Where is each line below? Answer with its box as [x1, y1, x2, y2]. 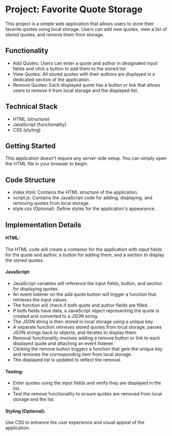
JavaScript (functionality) [12, 121, 67, 127]
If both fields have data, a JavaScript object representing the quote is [12, 307, 160, 314]
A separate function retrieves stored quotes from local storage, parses [12, 324, 162, 330]
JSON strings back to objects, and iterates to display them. [12, 329, 138, 335]
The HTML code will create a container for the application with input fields [5, 246, 163, 252]
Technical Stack [5, 102, 58, 111]
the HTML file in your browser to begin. [5, 161, 88, 167]
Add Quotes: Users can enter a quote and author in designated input [12, 60, 158, 66]
